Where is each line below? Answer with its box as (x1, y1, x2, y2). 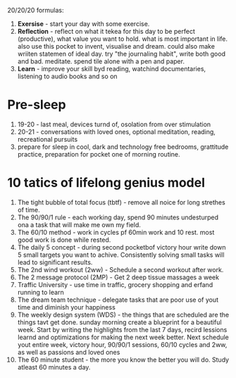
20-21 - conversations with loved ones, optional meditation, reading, (17, 127, 216, 136)
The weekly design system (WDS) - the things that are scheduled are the (17, 310, 230, 319)
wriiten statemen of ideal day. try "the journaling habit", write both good (17, 49, 225, 58)
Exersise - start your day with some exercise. (17, 20, 150, 28)
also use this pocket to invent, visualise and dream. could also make (17, 42, 215, 50)
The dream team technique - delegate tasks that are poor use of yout (17, 295, 218, 304)
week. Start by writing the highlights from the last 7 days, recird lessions (17, 325, 228, 334)
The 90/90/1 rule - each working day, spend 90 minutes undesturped (17, 213, 218, 221)
